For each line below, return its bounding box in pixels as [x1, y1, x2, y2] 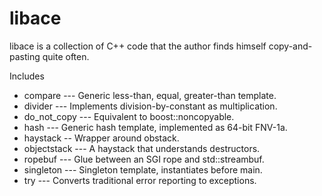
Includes [9, 70, 45, 82]
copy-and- [268, 40, 313, 52]
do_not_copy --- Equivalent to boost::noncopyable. [23, 110, 235, 122]
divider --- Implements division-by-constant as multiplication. [23, 100, 278, 112]
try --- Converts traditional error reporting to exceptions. [23, 174, 257, 186]
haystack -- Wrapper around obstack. [23, 132, 180, 144]
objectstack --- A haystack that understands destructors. [23, 142, 261, 154]
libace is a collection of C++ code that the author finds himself [9, 40, 267, 52]
